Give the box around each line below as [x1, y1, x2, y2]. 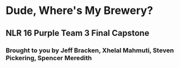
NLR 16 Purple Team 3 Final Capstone [5, 28, 150, 38]
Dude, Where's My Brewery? [5, 4, 153, 18]
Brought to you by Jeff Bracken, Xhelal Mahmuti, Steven [5, 46, 174, 55]
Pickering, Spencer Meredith [5, 53, 92, 62]
